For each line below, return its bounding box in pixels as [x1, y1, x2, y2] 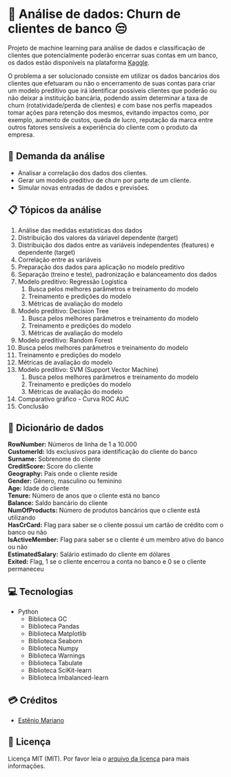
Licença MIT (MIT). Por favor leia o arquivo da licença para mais [8, 754, 190, 763]
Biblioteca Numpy [28, 645, 79, 653]
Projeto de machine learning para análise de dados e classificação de [8, 43, 205, 52]
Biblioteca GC [28, 615, 68, 623]
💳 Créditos [8, 694, 58, 706]
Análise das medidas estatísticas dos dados [17, 226, 143, 234]
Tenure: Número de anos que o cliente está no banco [8, 491, 161, 500]
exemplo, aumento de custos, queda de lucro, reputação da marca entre [8, 115, 213, 124]
